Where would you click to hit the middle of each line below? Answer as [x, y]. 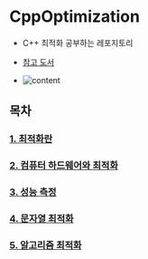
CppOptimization [74, 17]
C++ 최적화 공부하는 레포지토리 [78, 43]
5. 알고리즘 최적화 [46, 245]
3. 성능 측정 [33, 192]
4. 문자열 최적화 [42, 219]
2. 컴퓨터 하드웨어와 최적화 [64, 166]
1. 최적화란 [31, 139]
